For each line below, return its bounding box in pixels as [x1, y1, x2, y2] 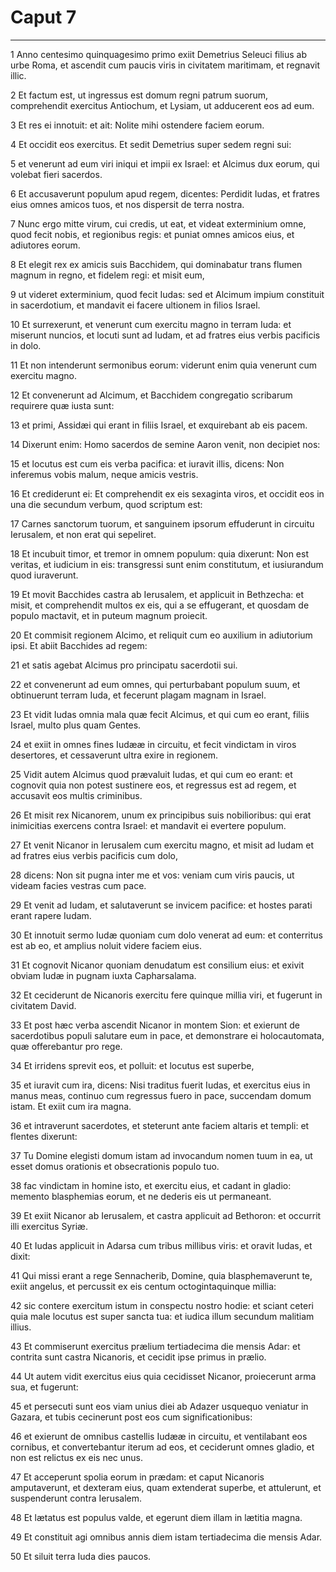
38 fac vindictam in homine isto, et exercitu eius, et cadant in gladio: [10, 1179, 292, 1191]
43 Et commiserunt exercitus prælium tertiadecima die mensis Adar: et [10, 1340, 301, 1352]
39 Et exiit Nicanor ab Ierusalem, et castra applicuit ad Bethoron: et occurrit [10, 1209, 322, 1221]
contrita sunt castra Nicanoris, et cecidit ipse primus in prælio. [10, 1351, 267, 1363]
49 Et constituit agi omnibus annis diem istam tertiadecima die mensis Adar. [10, 1531, 323, 1543]
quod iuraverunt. [10, 569, 79, 581]
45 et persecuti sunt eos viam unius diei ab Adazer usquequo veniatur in [10, 1400, 309, 1412]
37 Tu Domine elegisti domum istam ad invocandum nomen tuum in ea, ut [10, 1149, 313, 1161]
